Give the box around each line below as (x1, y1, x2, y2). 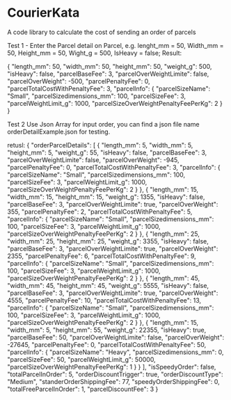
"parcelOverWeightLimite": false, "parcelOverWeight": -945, (7, 155, 180, 164)
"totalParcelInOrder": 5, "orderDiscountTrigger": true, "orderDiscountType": (7, 370, 224, 378)
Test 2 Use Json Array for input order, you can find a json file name (7, 120, 200, 128)
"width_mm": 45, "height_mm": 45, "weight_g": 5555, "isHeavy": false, (7, 281, 209, 289)
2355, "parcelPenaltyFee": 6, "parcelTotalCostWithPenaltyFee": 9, (7, 252, 196, 260)
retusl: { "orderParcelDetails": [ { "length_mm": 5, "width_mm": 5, (7, 141, 193, 149)
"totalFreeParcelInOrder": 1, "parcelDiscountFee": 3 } (7, 385, 159, 393)
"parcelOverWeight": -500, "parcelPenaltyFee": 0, (7, 77, 151, 85)
